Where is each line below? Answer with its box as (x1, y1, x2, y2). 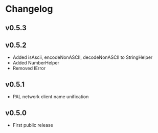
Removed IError (12, 65, 46, 72)
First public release (12, 122, 54, 128)
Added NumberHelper (12, 60, 60, 66)
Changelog (5, 3, 53, 15)
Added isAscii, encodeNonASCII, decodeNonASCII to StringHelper (12, 54, 153, 60)
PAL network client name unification (12, 94, 89, 100)
